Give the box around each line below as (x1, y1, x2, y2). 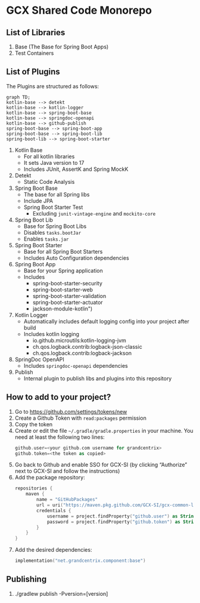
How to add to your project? (6, 392, 111, 402)
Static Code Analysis (23, 178, 75, 185)
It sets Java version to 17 (23, 159, 85, 166)
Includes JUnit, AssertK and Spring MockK (23, 165, 129, 173)
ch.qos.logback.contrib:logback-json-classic (32, 343, 143, 350)
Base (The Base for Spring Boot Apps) (14, 43, 109, 50)
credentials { (36, 507, 71, 513)
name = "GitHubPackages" (36, 497, 98, 503)
